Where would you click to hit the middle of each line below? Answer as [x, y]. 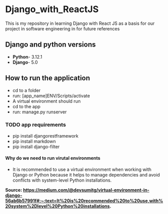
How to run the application [48, 78]
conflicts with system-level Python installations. [62, 180]
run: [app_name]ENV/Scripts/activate [51, 96]
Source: [14, 190]
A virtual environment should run [46, 101]
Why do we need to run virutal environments [53, 158]
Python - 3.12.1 [27, 57]
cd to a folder [26, 90]
